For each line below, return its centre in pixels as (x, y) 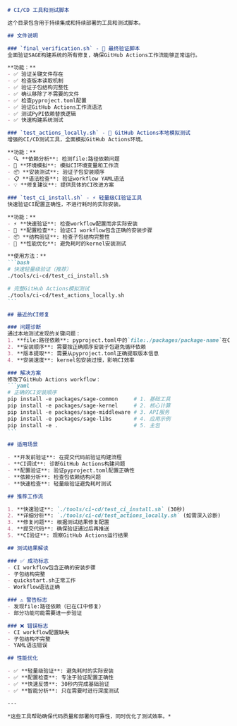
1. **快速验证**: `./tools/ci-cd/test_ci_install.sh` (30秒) (96, 509)
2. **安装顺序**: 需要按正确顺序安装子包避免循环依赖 (77, 347)
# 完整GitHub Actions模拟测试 (48, 288)
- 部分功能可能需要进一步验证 (45, 613)
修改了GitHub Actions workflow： (54, 379)
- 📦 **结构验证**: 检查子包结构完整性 (59, 237)
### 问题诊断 (24, 327)
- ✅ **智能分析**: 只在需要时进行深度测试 (63, 691)
